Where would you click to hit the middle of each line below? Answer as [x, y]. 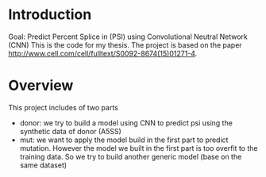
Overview [41, 86]
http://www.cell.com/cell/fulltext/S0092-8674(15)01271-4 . [103, 53]
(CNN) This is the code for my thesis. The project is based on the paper [125, 44]
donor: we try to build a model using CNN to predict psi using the [126, 123]
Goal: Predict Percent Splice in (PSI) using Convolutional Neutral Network [128, 37]
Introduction [50, 15]
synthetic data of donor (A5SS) [70, 131]
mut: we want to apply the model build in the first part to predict [124, 140]
